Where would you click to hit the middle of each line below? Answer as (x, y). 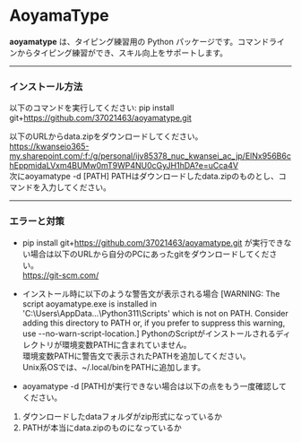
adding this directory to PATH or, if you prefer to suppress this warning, (154, 323)
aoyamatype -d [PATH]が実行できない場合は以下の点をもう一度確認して (155, 386)
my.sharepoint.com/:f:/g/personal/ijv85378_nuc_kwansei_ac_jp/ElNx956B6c (150, 156)
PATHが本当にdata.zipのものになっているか (102, 428)
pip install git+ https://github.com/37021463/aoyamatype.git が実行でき (153, 242)
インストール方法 (46, 86)
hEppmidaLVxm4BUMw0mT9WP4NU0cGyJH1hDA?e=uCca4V (124, 166)
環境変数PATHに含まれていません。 (126, 344)
